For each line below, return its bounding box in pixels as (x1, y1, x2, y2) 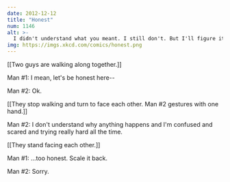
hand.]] (7, 107, 28, 115)
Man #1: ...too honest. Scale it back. (7, 154, 108, 162)
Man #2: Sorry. (7, 168, 49, 175)
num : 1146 (7, 22, 36, 29)
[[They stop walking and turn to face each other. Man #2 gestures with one (7, 100, 219, 108)
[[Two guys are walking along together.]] (7, 61, 122, 68)
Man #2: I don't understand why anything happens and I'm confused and (7, 121, 214, 128)
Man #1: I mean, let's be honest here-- (7, 74, 115, 82)
